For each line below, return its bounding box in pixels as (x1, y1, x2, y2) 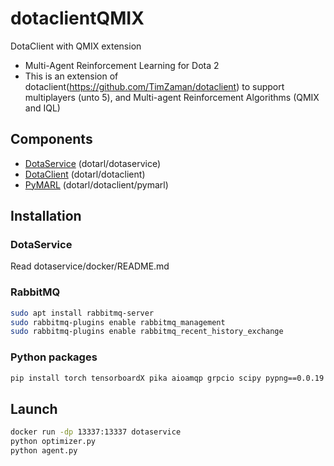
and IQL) (24, 102, 61, 114)
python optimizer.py (10, 437, 97, 447)
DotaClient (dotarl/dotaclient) (24, 168, 146, 180)
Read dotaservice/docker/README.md (10, 260, 170, 272)
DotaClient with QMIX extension (10, 40, 142, 52)
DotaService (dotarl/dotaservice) (24, 157, 162, 169)
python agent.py (10, 446, 78, 456)
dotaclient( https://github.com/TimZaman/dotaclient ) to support (24, 80, 285, 92)
